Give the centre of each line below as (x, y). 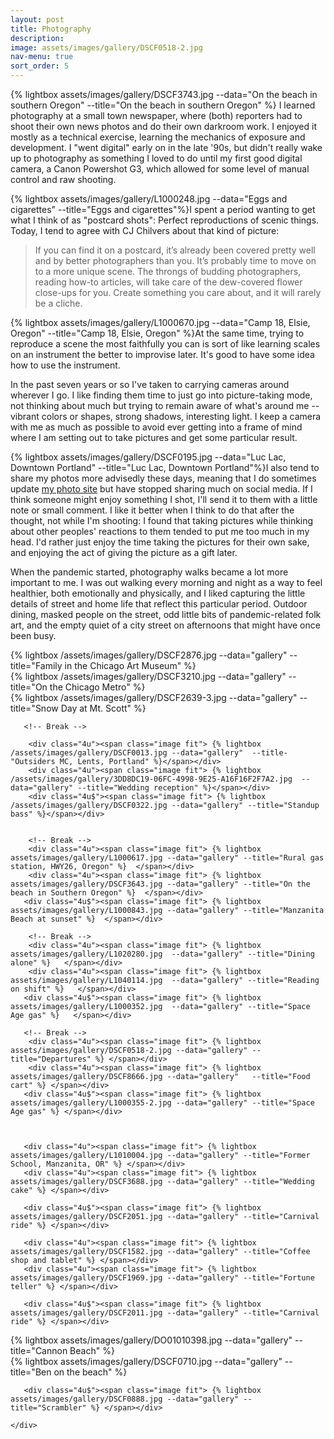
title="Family (36, 665)
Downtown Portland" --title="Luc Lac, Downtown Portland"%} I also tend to (165, 467)
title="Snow (34, 708)
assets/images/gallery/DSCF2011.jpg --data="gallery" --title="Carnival (165, 1313)
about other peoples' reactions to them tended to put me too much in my (160, 531)
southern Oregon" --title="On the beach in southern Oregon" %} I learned (163, 105)
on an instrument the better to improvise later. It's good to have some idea (162, 354)
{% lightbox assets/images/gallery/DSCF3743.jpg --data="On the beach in (164, 94)
